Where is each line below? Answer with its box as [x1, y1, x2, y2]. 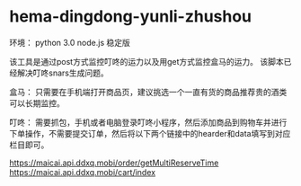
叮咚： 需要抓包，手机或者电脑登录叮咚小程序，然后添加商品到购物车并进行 [9, 117, 288, 128]
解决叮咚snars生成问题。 [16, 67, 110, 78]
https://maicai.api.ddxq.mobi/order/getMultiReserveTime [9, 157, 219, 168]
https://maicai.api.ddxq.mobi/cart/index [9, 166, 155, 177]
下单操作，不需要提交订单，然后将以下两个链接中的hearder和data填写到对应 [9, 128, 291, 138]
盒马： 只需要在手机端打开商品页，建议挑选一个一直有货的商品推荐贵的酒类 [9, 86, 288, 97]
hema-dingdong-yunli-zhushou [9, 6, 252, 27]
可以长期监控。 [9, 97, 65, 109]
